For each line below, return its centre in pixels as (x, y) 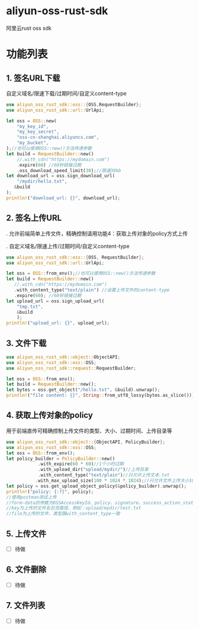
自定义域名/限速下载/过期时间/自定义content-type (66, 93)
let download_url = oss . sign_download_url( (61, 176)
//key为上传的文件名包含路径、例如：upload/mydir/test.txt (74, 508)
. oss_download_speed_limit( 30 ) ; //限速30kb (69, 170)
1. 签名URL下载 (33, 78)
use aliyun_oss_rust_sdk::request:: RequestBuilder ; (71, 368)
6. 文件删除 (26, 570)
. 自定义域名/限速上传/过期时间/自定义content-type (68, 246)
